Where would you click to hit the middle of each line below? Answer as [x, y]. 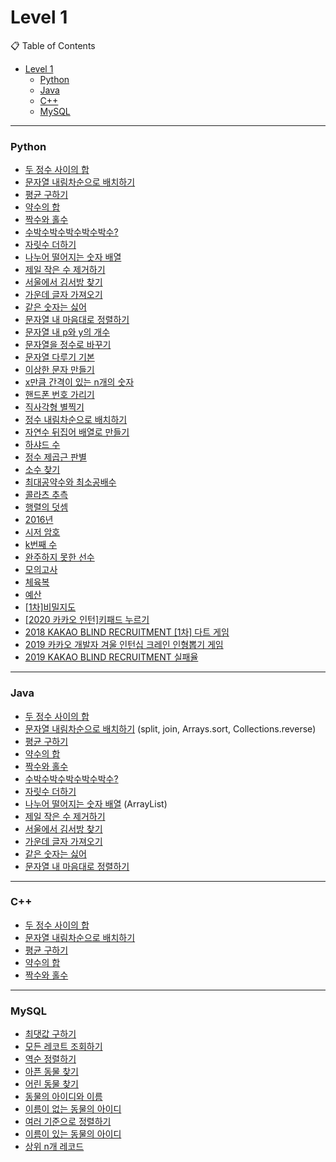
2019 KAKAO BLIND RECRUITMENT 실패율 [111, 657]
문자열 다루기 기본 [59, 357]
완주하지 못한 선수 [59, 557]
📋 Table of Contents [53, 45]
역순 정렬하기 [50, 1059]
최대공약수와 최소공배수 [70, 482]
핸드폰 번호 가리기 [59, 395]
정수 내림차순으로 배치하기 [76, 420]
